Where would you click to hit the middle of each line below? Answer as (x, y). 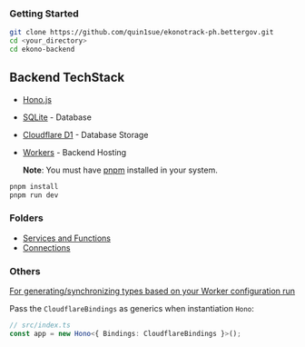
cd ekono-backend (42, 50)
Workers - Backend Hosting (74, 152)
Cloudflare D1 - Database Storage (85, 134)
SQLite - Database (57, 117)
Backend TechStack (67, 78)
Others (25, 271)
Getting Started (44, 14)
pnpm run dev (34, 195)
